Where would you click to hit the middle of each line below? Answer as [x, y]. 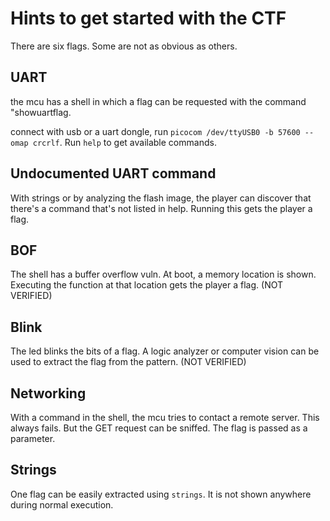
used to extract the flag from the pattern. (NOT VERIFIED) [128, 362]
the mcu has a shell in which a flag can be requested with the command [158, 101]
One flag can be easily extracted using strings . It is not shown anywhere [161, 494]
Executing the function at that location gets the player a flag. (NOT [147, 285]
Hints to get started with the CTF [148, 18]
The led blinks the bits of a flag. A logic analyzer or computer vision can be [165, 351]
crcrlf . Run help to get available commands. [124, 142]
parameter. [33, 438]
